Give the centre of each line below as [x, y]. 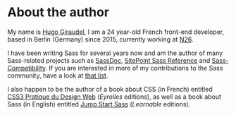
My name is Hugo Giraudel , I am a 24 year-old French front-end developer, [116, 32]
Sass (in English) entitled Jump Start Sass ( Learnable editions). [99, 104]
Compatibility [26, 68]
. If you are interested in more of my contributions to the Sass [134, 68]
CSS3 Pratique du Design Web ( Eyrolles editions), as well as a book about [114, 97]
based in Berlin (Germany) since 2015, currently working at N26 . [100, 39]
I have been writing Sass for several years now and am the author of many [115, 53]
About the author [58, 12]
